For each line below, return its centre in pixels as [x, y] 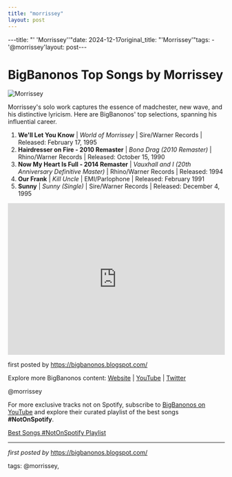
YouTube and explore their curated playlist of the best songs [93, 412]
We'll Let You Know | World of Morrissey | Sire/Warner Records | [110, 135]
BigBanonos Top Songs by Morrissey [116, 75]
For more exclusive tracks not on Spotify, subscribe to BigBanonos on [107, 405]
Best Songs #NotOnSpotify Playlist [57, 433]
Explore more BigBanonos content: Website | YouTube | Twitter [97, 378]
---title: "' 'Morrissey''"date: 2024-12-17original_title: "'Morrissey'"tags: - [111, 39]
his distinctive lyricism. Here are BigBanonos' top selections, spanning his [113, 114]
